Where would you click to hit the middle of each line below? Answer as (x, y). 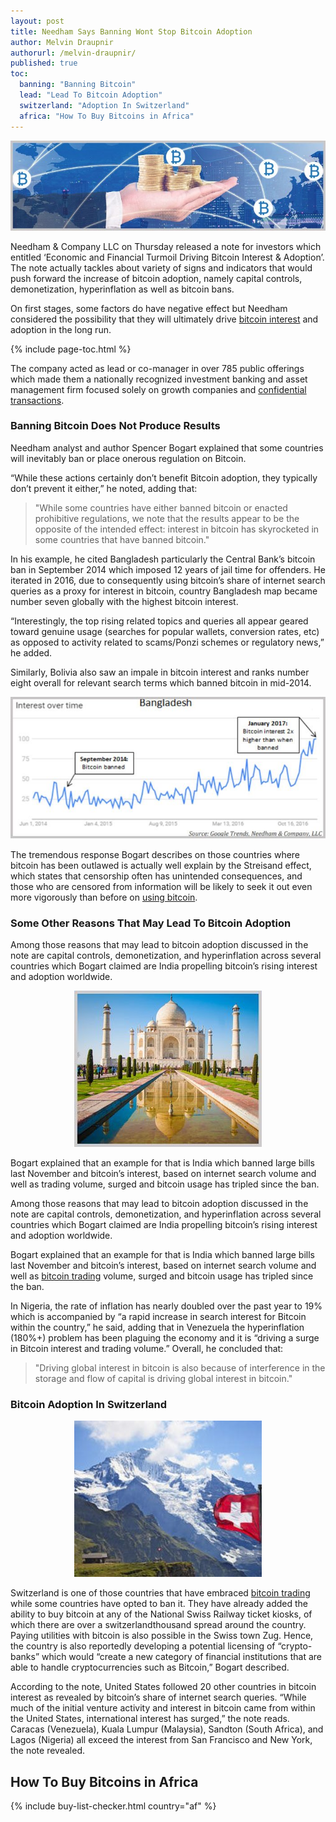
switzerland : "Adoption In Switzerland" (104, 105)
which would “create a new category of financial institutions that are (181, 1657)
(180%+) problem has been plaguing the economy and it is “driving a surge (165, 1337)
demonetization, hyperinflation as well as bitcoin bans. (122, 289)
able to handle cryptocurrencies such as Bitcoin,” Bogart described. (150, 1667)
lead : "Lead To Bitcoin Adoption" (91, 95)
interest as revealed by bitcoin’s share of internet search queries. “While (158, 1697)
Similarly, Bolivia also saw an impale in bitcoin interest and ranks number (160, 672)
